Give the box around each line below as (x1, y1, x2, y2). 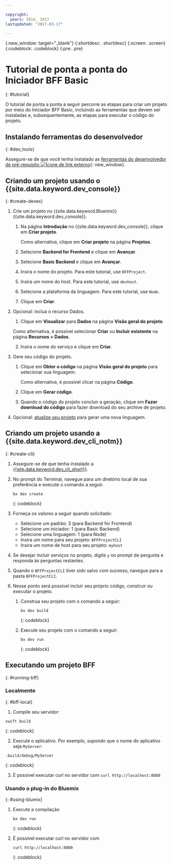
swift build (5, 719, 31, 724)
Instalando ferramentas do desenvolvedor (5, 132, 143, 141)
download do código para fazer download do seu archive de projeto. (20, 404, 167, 410)
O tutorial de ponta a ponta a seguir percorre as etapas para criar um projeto (5, 101, 167, 108)
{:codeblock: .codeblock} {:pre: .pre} (5, 46, 83, 52)
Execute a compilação (12, 807, 60, 813)
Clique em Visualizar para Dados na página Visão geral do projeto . (20, 318, 164, 324)
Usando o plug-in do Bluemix (5, 784, 79, 792)
